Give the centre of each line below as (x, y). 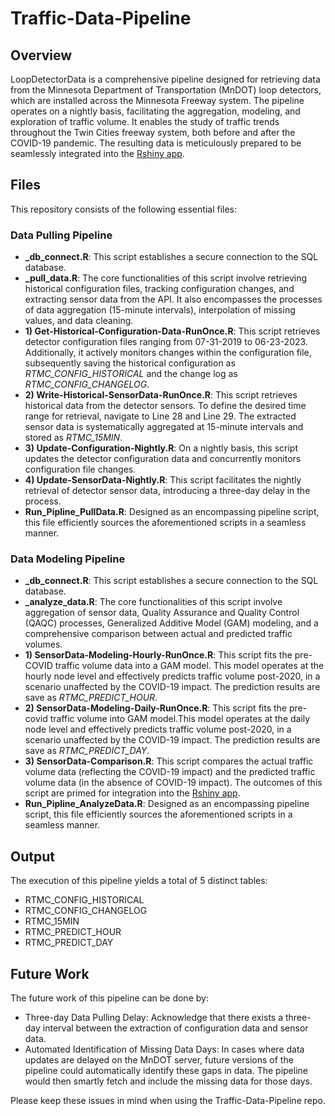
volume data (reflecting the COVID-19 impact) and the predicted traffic (170, 772)
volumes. (43, 644)
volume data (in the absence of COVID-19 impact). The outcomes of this (173, 783)
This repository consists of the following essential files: (124, 209)
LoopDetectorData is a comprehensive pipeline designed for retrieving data (165, 79)
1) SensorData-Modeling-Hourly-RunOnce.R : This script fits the (158, 655)
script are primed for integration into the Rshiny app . (132, 793)
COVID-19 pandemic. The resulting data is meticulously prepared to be (156, 143)
